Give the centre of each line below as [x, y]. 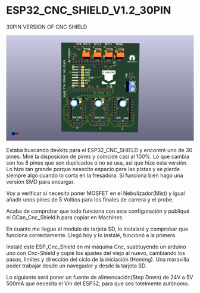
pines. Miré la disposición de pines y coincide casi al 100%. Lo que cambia [98, 157]
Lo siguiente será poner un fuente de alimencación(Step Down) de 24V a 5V [100, 278]
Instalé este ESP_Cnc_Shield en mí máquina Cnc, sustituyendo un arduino [96, 247]
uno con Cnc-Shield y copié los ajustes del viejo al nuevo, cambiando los [96, 253]
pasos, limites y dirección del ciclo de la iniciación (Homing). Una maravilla [98, 260]
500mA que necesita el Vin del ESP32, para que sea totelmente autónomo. [98, 283]
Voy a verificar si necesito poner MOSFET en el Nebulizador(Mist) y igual [96, 193]
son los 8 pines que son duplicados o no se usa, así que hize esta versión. [97, 163]
